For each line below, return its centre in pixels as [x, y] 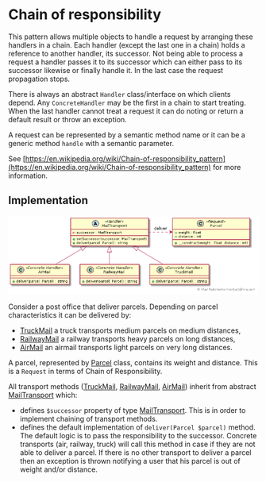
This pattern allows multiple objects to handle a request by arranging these [131, 37]
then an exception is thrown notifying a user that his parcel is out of [130, 461]
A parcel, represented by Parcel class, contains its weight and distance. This [133, 362]
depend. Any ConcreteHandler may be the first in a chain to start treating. [127, 102]
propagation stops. [39, 79]
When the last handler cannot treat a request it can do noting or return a [126, 111]
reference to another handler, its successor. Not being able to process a [126, 53]
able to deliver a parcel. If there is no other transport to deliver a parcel [135, 452]
